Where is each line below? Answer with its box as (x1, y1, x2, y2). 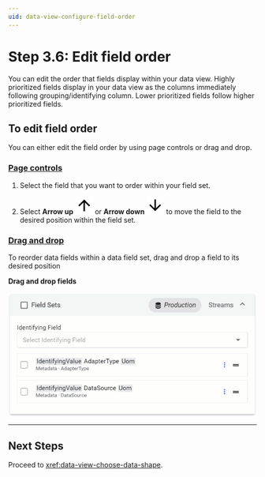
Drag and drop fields (8, 276, 77, 286)
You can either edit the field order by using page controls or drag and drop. (8, 143, 252, 152)
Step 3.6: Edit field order (8, 47, 171, 66)
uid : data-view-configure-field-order (8, 13, 136, 21)
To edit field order (8, 122, 98, 135)
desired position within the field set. (19, 215, 136, 224)
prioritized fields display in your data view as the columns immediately (8, 82, 237, 92)
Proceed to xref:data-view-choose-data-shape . (8, 460, 163, 470)
